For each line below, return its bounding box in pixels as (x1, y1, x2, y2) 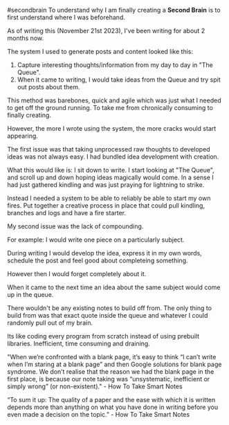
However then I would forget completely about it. (7, 270, 147, 278)
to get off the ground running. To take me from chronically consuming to (7, 104, 213, 111)
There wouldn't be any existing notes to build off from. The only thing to (7, 304, 212, 312)
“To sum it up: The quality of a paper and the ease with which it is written (7, 396, 216, 404)
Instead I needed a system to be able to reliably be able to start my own (7, 194, 211, 202)
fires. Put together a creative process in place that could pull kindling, (7, 201, 205, 210)
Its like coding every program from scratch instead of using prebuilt (7, 332, 199, 340)
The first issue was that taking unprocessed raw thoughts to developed (7, 145, 210, 153)
